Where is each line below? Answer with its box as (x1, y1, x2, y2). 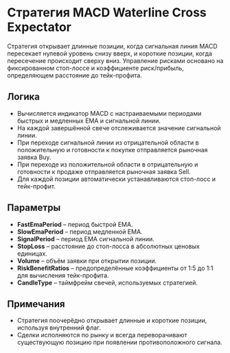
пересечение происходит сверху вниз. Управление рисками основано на (7, 56, 224, 64)
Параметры (7, 202, 61, 214)
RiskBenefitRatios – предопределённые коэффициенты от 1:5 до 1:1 (16, 264, 214, 272)
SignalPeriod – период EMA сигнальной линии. (16, 234, 154, 243)
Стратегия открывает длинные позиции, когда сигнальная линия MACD (7, 42, 218, 50)
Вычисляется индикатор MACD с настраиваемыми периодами (16, 109, 202, 117)
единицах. (16, 249, 48, 258)
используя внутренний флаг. (16, 324, 102, 332)
